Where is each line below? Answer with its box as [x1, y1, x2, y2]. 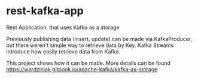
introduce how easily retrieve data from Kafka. [6, 48, 121, 55]
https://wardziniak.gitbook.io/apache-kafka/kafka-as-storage [6, 65, 158, 72]
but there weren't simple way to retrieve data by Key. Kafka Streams [6, 42, 174, 49]
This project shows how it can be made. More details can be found [6, 59, 170, 67]
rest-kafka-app [6, 4, 84, 18]
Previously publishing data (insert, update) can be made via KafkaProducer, [6, 35, 193, 42]
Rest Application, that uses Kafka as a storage [6, 24, 120, 31]
